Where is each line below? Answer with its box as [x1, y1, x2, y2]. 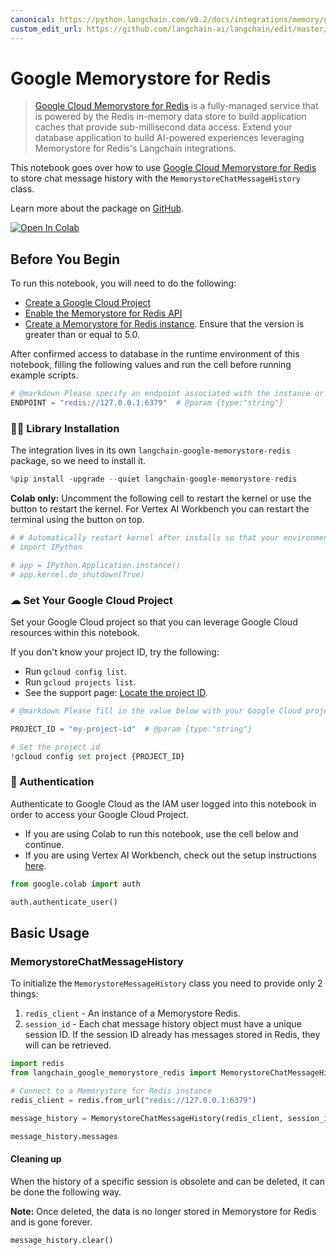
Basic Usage [10, 924, 90, 941]
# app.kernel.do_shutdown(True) [10, 569, 145, 580]
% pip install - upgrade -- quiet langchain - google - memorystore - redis [10, 474, 298, 485]
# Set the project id [10, 742, 101, 752]
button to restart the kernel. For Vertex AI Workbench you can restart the [10, 503, 310, 515]
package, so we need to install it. [10, 455, 147, 467]
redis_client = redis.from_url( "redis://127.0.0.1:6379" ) [10, 1095, 257, 1105]
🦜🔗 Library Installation [10, 421, 120, 435]
